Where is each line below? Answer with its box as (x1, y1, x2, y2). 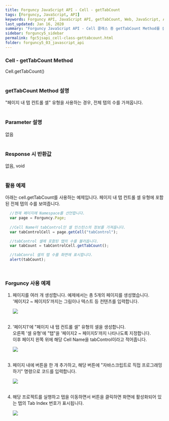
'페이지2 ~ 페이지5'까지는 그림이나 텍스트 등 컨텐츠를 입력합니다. (12, 298, 139, 305)
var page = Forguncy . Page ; (10, 215, 66, 221)
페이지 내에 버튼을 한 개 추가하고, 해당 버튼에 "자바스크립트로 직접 (12, 362, 141, 368)
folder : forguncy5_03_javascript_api (5, 40, 84, 45)
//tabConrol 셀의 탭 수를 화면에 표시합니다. (10, 253, 93, 258)
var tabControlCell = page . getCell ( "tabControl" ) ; (10, 229, 118, 234)
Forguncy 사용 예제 (5, 280, 51, 287)
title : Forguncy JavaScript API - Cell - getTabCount (5, 7, 121, 13)
